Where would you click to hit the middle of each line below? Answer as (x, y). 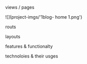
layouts (13, 37)
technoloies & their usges (32, 56)
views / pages (20, 7)
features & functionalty (29, 46)
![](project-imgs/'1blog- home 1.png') (44, 17)
